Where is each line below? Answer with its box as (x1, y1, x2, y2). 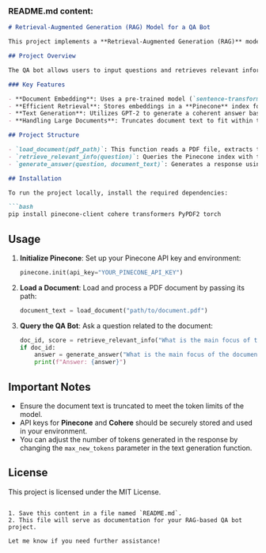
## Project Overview (8, 52, 77, 60)
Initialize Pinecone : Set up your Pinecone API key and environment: (19, 253, 241, 263)
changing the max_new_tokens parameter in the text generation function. (19, 443, 253, 453)
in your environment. (19, 426, 88, 436)
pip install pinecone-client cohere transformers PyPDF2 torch (8, 210, 222, 218)
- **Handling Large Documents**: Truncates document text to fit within (8, 117, 253, 125)
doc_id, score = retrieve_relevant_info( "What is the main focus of (19, 336, 251, 344)
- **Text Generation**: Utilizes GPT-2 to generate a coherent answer (8, 109, 246, 118)
